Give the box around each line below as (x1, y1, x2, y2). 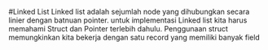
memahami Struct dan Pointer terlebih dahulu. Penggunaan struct (8, 24, 228, 33)
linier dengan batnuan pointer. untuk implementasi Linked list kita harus (8, 15, 248, 25)
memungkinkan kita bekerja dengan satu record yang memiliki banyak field (8, 32, 261, 42)
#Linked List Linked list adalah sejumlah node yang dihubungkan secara (8, 7, 250, 16)
